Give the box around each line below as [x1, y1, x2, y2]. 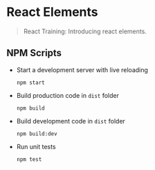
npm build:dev [16, 130, 57, 137]
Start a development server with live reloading [16, 65, 148, 74]
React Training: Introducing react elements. [23, 27, 147, 35]
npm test [16, 155, 42, 163]
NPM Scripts [6, 47, 62, 59]
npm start [16, 79, 46, 86]
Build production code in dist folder [16, 91, 119, 99]
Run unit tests [16, 142, 56, 151]
